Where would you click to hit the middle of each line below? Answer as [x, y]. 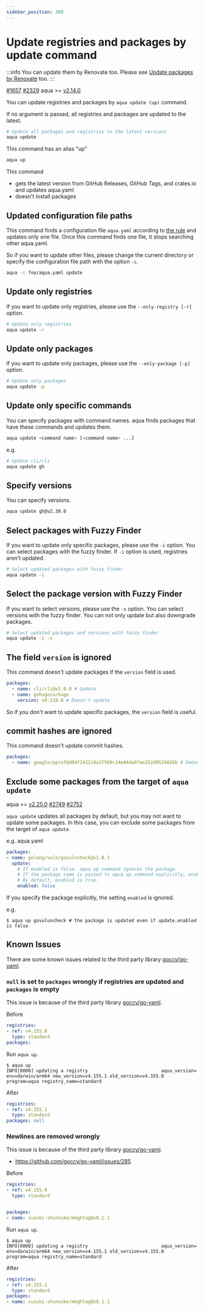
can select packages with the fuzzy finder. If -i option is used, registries [97, 551]
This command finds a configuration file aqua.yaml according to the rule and [101, 230]
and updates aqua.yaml [44, 190]
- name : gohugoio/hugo [40, 695]
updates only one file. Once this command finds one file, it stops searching [100, 237]
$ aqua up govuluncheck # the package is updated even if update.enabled [102, 921]
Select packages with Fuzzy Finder [74, 530]
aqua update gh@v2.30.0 [36, 512]
